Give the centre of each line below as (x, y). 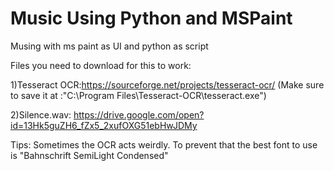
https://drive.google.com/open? (139, 114)
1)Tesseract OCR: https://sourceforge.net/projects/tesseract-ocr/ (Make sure (167, 84)
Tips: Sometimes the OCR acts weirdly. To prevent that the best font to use (164, 144)
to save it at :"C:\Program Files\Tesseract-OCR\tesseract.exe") (138, 95)
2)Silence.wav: (41, 114)
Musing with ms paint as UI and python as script (109, 46)
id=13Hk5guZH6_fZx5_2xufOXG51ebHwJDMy (104, 125)
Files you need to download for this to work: (101, 65)
